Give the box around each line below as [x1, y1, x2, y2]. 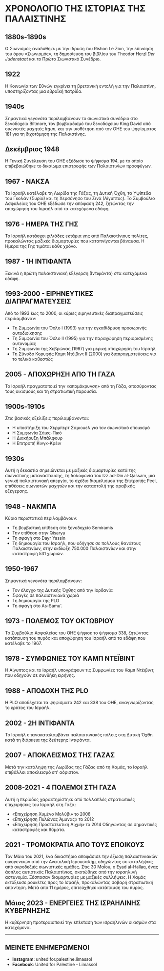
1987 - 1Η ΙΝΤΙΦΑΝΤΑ [5, 257, 72, 266]
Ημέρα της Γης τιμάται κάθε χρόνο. [5, 243, 77, 249]
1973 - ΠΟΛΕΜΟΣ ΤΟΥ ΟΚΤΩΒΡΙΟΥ [5, 617, 114, 625]
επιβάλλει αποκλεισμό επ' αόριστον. [5, 769, 80, 775]
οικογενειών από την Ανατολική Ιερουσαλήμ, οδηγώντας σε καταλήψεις [5, 859, 153, 865]
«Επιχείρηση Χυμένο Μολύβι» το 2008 [12, 811, 91, 817]
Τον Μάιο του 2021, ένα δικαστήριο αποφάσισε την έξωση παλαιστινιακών [5, 853, 158, 859]
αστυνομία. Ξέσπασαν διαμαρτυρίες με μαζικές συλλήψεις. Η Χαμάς [5, 874, 146, 880]
